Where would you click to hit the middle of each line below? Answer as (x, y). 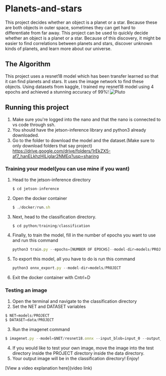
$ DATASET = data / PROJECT (30, 320)
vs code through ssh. (34, 125)
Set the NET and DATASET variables (49, 306)
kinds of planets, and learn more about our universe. (59, 48)
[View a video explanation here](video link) (49, 368)
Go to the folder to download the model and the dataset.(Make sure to (83, 140)
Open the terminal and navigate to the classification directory (75, 301)
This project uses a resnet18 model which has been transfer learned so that (82, 76)
